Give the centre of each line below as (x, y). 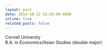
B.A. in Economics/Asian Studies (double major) (53, 43)
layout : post (18, 10)
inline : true (18, 19)
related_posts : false (27, 23)
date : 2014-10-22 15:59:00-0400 (38, 14)
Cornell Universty (23, 37)
